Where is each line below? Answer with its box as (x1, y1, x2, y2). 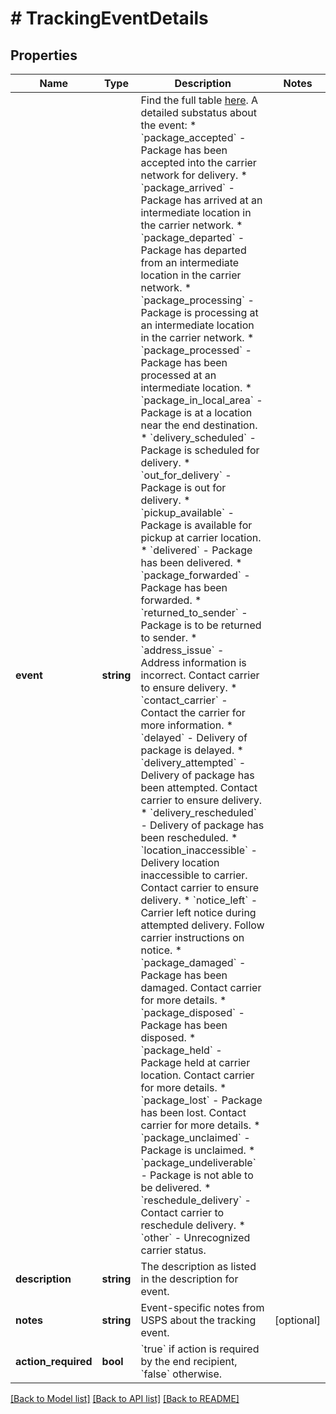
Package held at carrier (140, 1056, 251, 1069)
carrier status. (140, 1243, 207, 1257)
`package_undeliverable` (140, 1156, 257, 1169)
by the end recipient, (140, 1355, 238, 1368)
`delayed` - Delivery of (140, 731, 248, 744)
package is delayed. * (140, 743, 244, 757)
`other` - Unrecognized (140, 1231, 251, 1244)
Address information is (140, 656, 247, 669)
